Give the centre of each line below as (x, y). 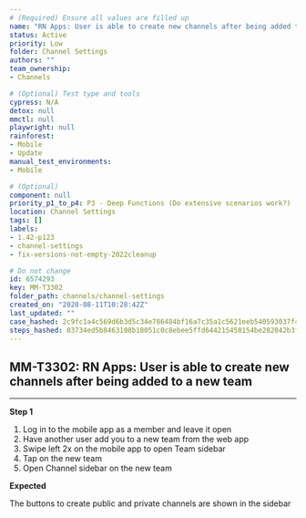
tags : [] (26, 221)
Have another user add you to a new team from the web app (136, 440)
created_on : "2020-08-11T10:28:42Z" (79, 305)
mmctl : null (32, 119)
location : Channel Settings (63, 212)
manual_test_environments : (61, 161)
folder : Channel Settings (58, 52)
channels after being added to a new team (131, 381)
